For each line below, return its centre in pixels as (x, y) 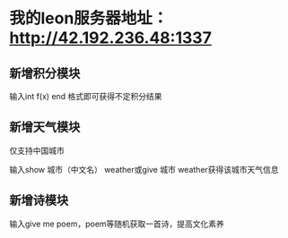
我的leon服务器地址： (89, 18)
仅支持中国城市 (37, 150)
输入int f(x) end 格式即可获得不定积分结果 (86, 96)
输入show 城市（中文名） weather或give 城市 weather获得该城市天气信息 (144, 169)
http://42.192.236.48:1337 (111, 38)
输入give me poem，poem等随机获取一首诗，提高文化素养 (117, 224)
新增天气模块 (45, 127)
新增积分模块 (45, 73)
